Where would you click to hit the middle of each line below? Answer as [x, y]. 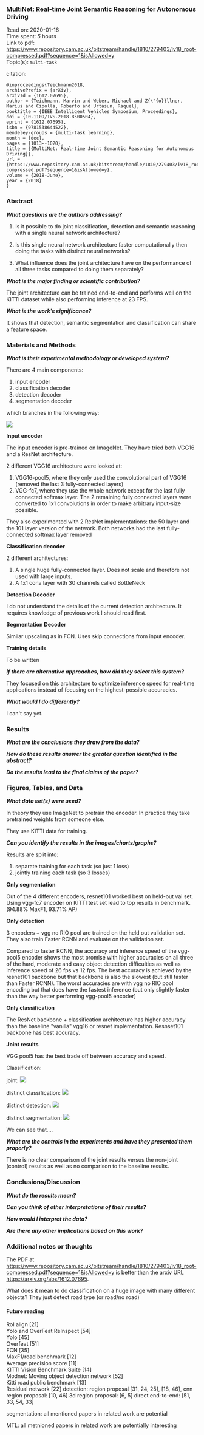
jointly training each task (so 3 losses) [63, 873]
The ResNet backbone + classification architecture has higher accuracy [96, 1020]
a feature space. [27, 329]
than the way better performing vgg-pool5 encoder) [71, 996]
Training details [26, 648]
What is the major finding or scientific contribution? [73, 281]
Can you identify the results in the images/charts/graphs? [81, 843]
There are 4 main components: [45, 370]
